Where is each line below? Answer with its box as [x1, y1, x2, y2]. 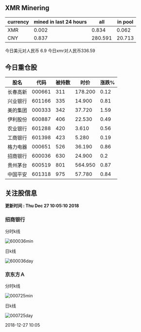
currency [7, 18, 29, 25]
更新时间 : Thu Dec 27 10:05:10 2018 [5, 203, 79, 209]
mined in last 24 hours [34, 18, 87, 25]
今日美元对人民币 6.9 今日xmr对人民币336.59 [5, 47, 96, 53]
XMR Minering [5, 4, 50, 12]
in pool [117, 18, 134, 25]
